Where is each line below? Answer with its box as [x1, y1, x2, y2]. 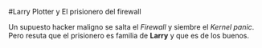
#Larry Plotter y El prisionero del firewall [8, 7, 142, 16]
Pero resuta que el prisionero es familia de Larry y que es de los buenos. [8, 31, 250, 40]
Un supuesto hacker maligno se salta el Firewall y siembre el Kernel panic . [8, 22, 255, 31]
